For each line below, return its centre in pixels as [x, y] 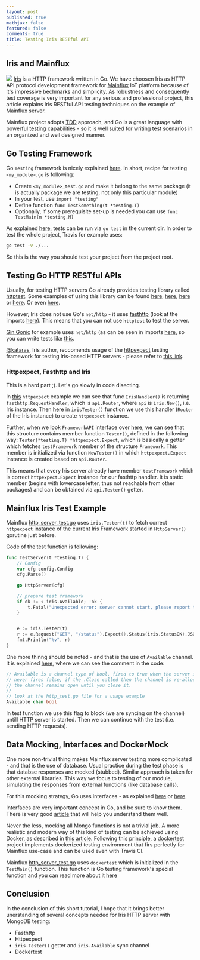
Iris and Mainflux [38, 64]
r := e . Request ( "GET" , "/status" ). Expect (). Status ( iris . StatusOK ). [102, 634]
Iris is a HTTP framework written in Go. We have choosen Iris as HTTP [99, 79]
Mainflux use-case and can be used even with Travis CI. [75, 851]
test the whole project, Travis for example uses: [65, 234]
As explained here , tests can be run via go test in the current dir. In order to [99, 228]
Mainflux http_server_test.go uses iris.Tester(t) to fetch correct [87, 523]
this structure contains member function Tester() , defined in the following [97, 433]
